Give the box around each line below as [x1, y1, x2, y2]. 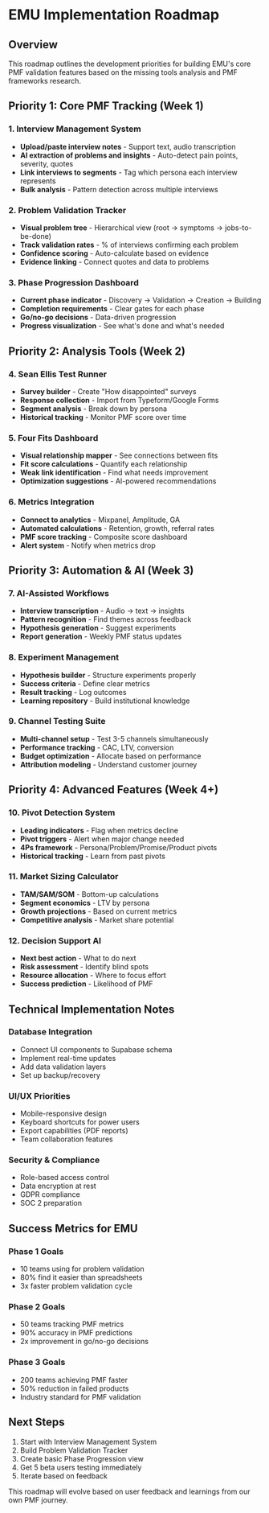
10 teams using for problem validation [19, 1264, 145, 1274]
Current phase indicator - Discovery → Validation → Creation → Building [19, 295, 262, 305]
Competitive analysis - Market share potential [19, 915, 174, 924]
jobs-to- [224, 223, 252, 232]
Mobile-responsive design [19, 1108, 107, 1119]
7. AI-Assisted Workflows [8, 587, 110, 598]
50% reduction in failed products [19, 1383, 129, 1393]
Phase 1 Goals [8, 1245, 64, 1256]
